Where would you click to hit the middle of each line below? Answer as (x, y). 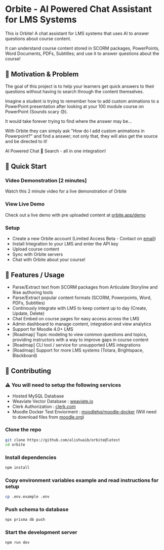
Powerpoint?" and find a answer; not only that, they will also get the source (82, 136)
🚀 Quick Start (26, 167)
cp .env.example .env (27, 497)
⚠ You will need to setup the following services (63, 385)
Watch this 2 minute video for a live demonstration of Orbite (66, 191)
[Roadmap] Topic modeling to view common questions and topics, (80, 334)
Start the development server (41, 532)
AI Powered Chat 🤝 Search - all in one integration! (56, 151)
